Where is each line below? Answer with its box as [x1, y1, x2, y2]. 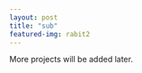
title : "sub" [9, 21, 58, 30]
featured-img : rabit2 [9, 29, 91, 38]
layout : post [9, 12, 58, 22]
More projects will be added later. [9, 54, 133, 65]
